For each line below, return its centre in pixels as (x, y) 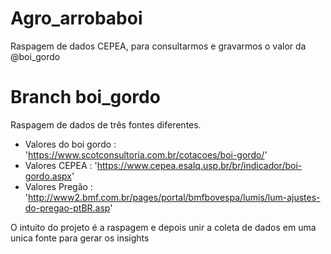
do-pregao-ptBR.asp (67, 208)
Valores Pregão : (58, 186)
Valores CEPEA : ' (61, 165)
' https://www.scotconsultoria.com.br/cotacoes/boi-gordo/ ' (146, 154)
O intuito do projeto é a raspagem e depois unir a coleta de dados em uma (163, 227)
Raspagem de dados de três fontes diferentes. (106, 124)
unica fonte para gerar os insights (80, 238)
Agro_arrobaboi (76, 18)
